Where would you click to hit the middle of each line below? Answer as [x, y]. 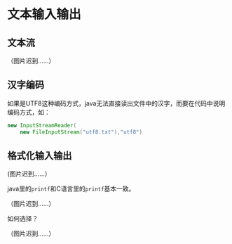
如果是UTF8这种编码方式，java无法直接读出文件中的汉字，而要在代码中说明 [116, 103]
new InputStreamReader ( [42, 125]
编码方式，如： [29, 112]
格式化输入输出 [40, 155]
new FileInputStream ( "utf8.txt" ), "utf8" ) [81, 132]
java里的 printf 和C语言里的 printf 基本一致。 [71, 189]
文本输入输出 [45, 14]
